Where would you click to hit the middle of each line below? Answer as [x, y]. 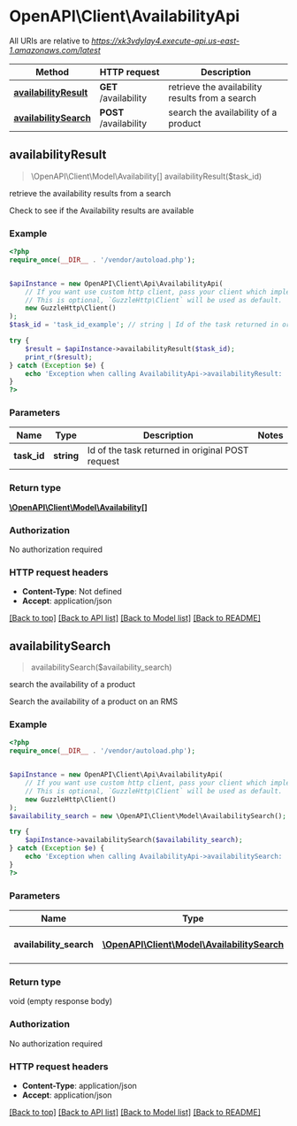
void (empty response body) [61, 1001]
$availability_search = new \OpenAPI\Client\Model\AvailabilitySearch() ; [148, 816]
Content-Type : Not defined [72, 592]
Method [52, 72]
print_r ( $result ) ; [59, 357]
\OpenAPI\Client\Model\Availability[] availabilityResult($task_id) [146, 176]
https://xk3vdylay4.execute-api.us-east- [166, 41]
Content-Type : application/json [79, 1085]
